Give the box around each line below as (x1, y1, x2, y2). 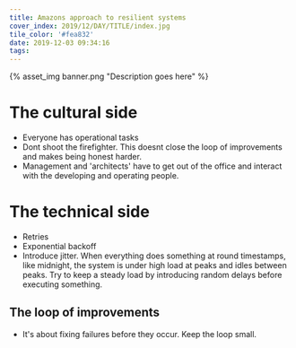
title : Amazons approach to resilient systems (9, 13, 187, 22)
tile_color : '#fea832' (9, 30, 94, 39)
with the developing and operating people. (22, 170, 179, 181)
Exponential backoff (22, 241, 97, 251)
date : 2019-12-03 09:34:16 (9, 38, 110, 48)
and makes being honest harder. (22, 152, 142, 162)
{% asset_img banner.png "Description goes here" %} (9, 71, 209, 82)
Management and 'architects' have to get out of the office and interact (22, 161, 283, 171)
